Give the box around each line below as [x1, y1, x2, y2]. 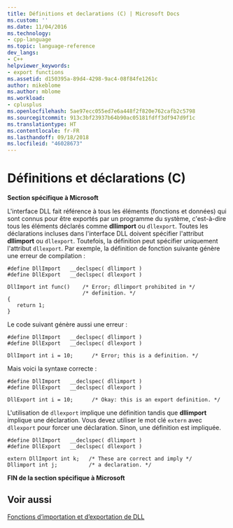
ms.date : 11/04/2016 [7, 23, 68, 30]
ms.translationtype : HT [7, 120, 77, 128]
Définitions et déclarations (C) [7, 171, 186, 186]
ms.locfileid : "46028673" [7, 141, 83, 148]
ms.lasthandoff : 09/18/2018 [7, 134, 90, 141]
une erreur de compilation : [7, 252, 86, 260]
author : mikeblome [7, 82, 61, 89]
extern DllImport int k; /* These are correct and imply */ [7, 455, 192, 462]
